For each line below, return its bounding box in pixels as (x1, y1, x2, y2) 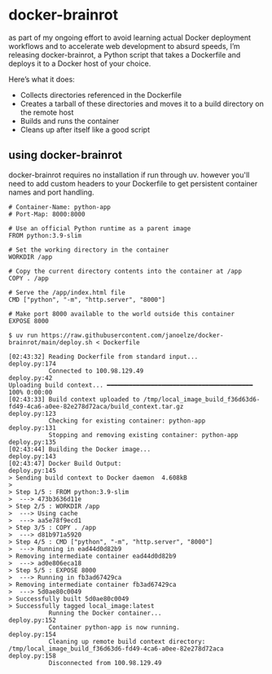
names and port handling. (8, 187, 95, 197)
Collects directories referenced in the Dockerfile (20, 90, 182, 99)
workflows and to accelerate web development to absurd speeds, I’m (8, 41, 240, 50)
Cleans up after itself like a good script (20, 125, 151, 134)
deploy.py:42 (8, 374, 53, 382)
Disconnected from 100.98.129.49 (48, 659, 162, 667)
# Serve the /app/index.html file (8, 288, 126, 296)
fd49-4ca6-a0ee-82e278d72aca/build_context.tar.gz (8, 402, 184, 410)
